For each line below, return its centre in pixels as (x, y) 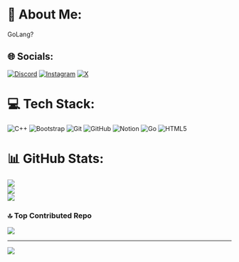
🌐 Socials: (31, 57)
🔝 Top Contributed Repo (50, 215)
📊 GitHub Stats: (56, 158)
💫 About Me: (45, 15)
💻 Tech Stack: (51, 104)
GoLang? (21, 34)
